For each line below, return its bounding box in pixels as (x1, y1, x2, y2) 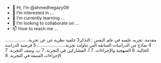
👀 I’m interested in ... (12, 10, 54, 16)
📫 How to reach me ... (12, 26, 58, 31)
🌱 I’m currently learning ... (12, 15, 65, 21)
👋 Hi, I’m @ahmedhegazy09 (12, 5, 69, 10)
